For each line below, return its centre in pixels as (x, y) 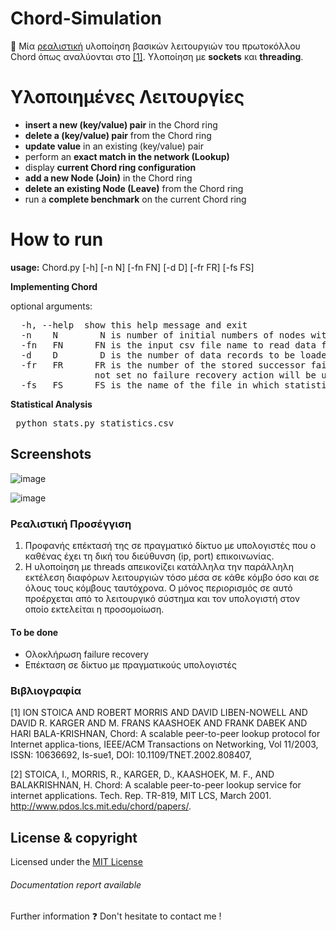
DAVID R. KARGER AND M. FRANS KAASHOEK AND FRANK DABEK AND (159, 723)
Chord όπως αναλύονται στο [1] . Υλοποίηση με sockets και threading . (157, 56)
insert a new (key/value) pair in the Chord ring (121, 124)
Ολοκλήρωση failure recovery (86, 654)
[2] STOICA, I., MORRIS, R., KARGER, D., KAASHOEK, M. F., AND (142, 774)
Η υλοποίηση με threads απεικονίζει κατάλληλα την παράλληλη (159, 566)
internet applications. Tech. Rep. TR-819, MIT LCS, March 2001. (141, 796)
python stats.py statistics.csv (95, 423)
